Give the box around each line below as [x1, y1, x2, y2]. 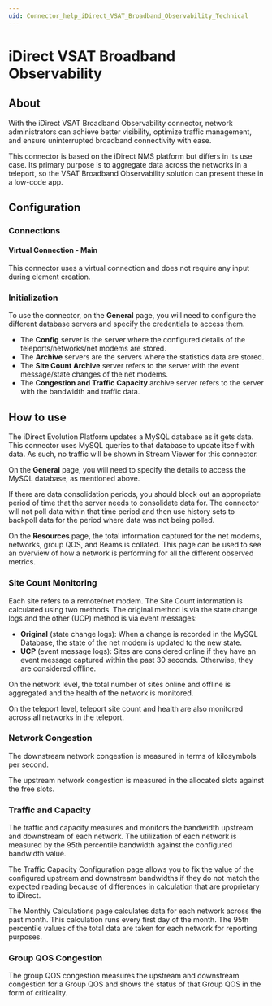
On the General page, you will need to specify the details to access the [8, 465, 246, 475]
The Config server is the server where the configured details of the [19, 335, 246, 345]
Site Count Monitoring [8, 577, 97, 589]
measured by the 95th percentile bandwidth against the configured [8, 840, 233, 850]
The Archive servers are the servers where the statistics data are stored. [19, 352, 265, 362]
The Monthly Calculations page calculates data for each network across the [8, 906, 262, 916]
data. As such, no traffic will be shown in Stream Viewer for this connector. [8, 449, 258, 459]
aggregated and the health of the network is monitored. [8, 688, 194, 698]
